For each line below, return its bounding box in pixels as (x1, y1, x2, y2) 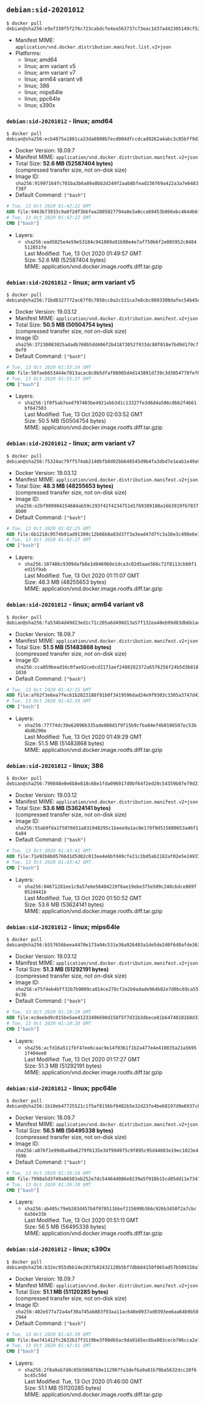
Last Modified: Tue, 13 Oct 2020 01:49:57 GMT (24, 249, 142, 257)
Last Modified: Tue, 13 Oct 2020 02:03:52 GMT (24, 411, 143, 418)
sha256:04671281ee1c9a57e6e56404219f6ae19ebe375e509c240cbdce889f (24, 883, 197, 890)
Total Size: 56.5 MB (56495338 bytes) (15, 1126, 114, 1134)
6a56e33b (24, 1211, 47, 1218)
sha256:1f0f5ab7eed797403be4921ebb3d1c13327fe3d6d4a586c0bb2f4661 (24, 400, 197, 406)
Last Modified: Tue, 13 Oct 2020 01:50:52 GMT (24, 894, 142, 901)
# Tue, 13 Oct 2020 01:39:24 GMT (6, 1170, 92, 1176)
